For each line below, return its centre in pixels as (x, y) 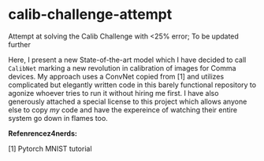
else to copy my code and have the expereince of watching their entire (123, 110)
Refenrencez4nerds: (43, 133)
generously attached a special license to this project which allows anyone (128, 101)
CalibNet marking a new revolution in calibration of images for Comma (122, 68)
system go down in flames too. (58, 118)
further (20, 44)
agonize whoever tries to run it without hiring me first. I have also (113, 93)
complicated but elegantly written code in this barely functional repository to (132, 85)
